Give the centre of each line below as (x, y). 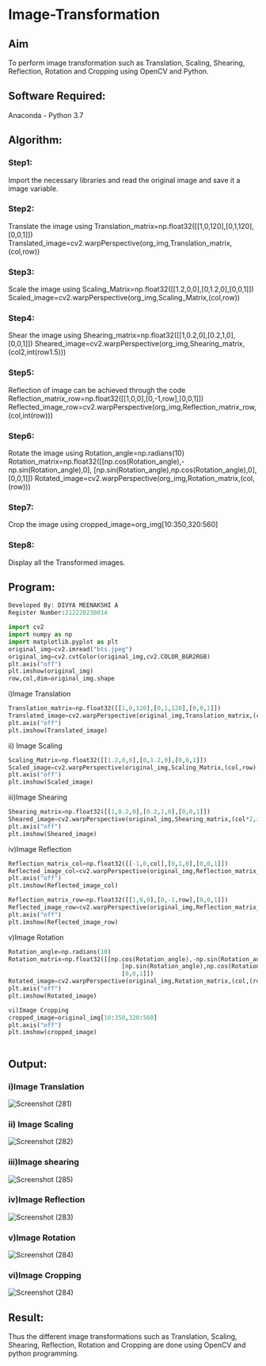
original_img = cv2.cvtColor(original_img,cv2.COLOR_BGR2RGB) (110, 656)
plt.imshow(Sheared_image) (53, 834)
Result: (26, 1317)
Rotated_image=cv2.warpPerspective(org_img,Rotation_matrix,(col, (144, 478)
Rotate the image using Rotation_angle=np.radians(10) (96, 452)
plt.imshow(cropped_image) (53, 1032)
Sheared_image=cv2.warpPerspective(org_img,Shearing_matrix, (140, 344)
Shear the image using (45, 335)
